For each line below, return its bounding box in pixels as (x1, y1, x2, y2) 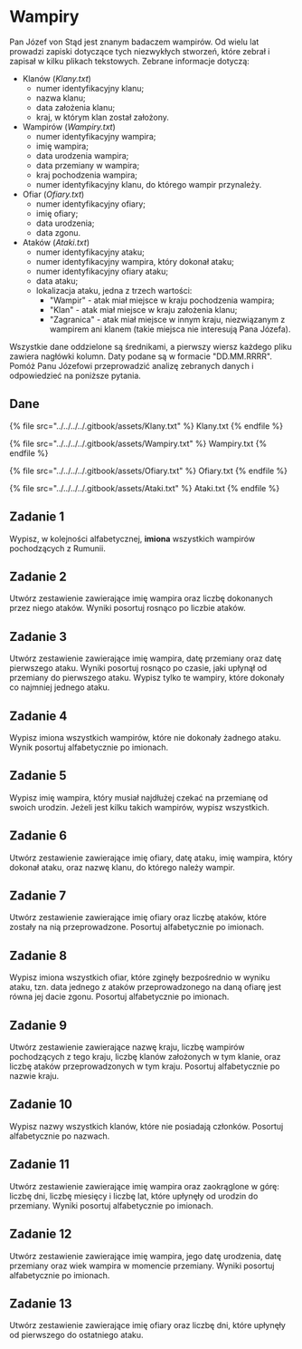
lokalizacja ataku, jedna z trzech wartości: (35, 285, 193, 296)
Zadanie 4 (9, 708, 68, 723)
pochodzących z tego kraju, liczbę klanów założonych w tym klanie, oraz (9, 1052, 281, 1063)
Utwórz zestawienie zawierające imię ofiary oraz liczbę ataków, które (9, 912, 267, 923)
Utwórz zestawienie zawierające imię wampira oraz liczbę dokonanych (9, 593, 273, 604)
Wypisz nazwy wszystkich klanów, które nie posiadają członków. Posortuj (9, 1121, 284, 1131)
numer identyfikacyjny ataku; (35, 247, 145, 257)
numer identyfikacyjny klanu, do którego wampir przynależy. (35, 179, 262, 189)
